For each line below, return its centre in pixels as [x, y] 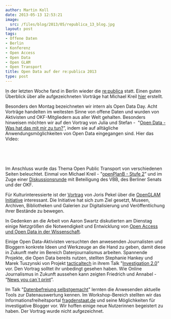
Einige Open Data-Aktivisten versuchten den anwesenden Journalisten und [84, 241]
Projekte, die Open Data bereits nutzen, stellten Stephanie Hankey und [79, 258]
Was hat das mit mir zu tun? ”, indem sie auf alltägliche [62, 128]
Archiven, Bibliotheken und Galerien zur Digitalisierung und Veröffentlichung [85, 205]
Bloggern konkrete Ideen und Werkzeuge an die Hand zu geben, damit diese [85, 247]
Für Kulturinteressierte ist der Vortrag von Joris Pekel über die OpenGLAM [83, 194]
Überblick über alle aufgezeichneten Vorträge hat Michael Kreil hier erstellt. [84, 96]
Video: [12, 139]
